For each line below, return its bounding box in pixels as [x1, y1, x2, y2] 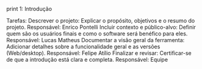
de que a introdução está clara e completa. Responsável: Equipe [6, 56, 168, 63]
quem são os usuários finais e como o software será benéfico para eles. [6, 30, 188, 37]
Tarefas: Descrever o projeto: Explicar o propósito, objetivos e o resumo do [6, 17, 195, 24]
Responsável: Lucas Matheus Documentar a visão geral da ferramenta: [6, 37, 185, 43]
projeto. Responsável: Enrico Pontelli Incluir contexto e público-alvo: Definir [6, 24, 197, 31]
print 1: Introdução [6, 5, 52, 12]
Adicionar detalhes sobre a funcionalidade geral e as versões [6, 43, 161, 50]
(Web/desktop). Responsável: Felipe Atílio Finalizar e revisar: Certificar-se [6, 49, 192, 57]
